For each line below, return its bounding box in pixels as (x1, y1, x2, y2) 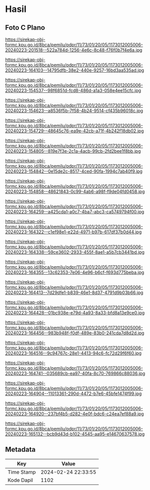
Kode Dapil (7, 477, 33, 484)
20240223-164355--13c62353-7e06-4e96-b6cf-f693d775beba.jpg (5, 270, 145, 275)
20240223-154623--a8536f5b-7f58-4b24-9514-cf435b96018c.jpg (5, 108, 143, 113)
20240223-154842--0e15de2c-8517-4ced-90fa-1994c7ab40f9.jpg (5, 168, 143, 174)
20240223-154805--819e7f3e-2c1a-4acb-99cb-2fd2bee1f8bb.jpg (5, 148, 141, 154)
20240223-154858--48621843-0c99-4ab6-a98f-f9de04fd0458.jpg (5, 189, 145, 195)
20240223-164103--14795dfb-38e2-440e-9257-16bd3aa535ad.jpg (5, 67, 145, 73)
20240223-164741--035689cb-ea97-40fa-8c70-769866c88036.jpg (5, 371, 146, 376)
